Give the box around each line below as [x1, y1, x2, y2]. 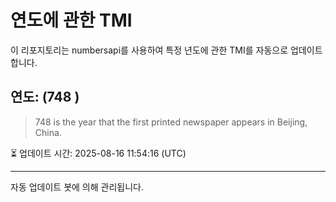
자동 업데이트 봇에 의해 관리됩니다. [10, 181, 144, 193]
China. [34, 126, 62, 138]
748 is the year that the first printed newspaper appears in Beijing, [34, 116, 308, 128]
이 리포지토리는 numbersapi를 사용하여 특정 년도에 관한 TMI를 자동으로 [10, 44, 289, 56]
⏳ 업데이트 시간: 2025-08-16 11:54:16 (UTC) [10, 147, 187, 159]
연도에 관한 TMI [10, 9, 133, 32]
